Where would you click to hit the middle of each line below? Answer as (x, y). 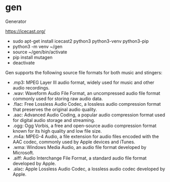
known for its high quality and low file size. (57, 131)
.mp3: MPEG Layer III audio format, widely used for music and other (83, 82)
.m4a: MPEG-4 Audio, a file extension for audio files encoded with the (86, 136)
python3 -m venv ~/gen (37, 46)
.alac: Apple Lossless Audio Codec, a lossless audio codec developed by (89, 169)
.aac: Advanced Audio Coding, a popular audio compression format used (89, 115)
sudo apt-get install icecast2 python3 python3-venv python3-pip (80, 41)
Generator (16, 21)
